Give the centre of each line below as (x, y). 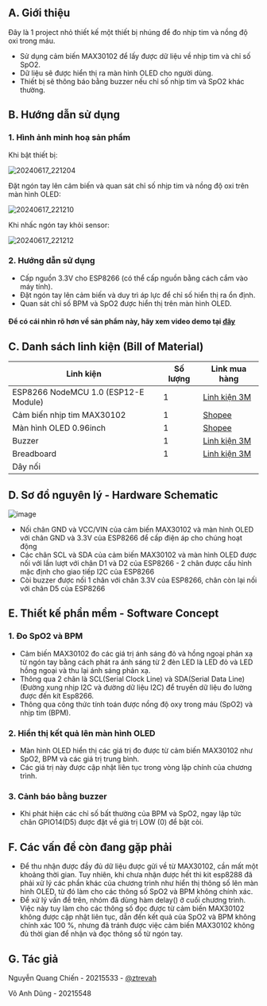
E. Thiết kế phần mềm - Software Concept (114, 614)
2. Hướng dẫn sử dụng (52, 261)
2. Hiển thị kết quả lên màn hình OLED (82, 733)
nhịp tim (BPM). (45, 712)
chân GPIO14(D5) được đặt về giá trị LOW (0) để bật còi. (112, 822)
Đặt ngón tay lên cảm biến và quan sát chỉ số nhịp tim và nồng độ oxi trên (128, 185)
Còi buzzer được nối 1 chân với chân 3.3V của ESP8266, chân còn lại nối (138, 580)
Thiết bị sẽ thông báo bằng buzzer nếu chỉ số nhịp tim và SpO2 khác (132, 81)
